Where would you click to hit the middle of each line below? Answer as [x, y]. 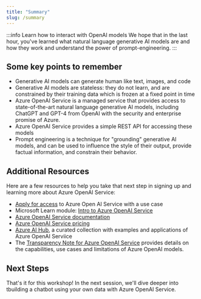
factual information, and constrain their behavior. [76, 152]
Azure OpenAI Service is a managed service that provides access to [100, 101]
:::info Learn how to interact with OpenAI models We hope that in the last [97, 35]
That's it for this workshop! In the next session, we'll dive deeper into [93, 283]
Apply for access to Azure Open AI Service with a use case [89, 204]
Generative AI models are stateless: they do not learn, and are [92, 88]
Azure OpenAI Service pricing [52, 223]
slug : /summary [26, 18]
